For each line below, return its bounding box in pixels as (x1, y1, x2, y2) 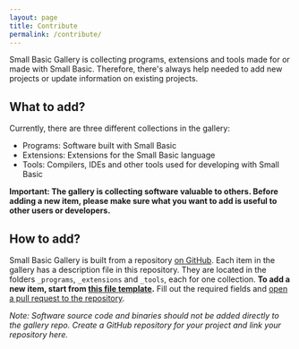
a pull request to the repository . (9, 293, 125, 303)
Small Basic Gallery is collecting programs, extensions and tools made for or (9, 55, 291, 65)
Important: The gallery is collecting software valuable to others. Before (9, 186, 279, 197)
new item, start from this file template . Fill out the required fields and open (9, 284, 288, 294)
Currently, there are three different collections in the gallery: (9, 123, 231, 134)
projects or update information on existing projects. (9, 73, 199, 84)
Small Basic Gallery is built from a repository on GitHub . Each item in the (9, 255, 276, 265)
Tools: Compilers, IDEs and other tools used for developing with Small (21, 159, 280, 170)
